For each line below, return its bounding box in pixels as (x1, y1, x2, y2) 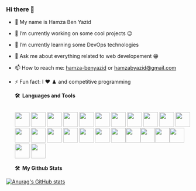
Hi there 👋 (6, 5, 35, 13)
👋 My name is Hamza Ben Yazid (14, 19, 92, 26)
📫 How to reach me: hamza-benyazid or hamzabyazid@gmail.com (14, 64, 177, 71)
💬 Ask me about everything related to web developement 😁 (14, 53, 159, 60)
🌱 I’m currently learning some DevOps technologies (14, 41, 139, 49)
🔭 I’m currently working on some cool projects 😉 (14, 30, 133, 37)
